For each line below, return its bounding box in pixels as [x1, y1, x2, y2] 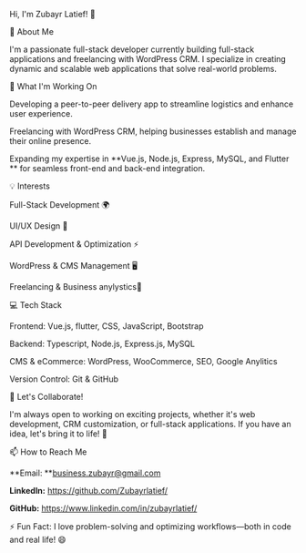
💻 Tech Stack [9, 300, 62, 310]
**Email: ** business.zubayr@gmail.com [9, 467, 161, 478]
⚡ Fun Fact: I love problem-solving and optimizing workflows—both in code [9, 521, 291, 532]
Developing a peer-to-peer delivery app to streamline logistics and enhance [9, 98, 294, 109]
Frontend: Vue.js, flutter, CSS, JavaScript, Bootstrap [9, 321, 204, 332]
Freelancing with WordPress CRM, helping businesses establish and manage [9, 126, 297, 137]
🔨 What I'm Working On [9, 81, 97, 91]
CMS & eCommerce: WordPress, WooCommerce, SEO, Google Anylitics [9, 356, 278, 366]
